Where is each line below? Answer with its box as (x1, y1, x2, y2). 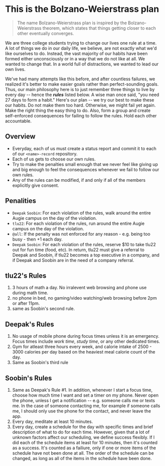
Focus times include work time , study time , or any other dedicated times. (12, 338, 160, 345)
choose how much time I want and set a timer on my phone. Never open (12, 392, 159, 398)
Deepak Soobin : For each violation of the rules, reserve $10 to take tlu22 (12, 241, 156, 247)
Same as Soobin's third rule (12, 360, 68, 365)
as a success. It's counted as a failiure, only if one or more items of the (12, 445, 156, 451)
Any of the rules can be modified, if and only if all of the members (12, 177, 146, 183)
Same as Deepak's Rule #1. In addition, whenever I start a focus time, (12, 387, 153, 393)
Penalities (5, 197, 36, 205)
